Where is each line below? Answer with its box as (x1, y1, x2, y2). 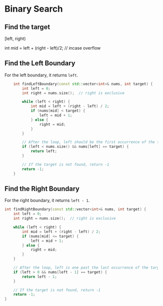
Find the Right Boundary (4, 184, 80, 193)
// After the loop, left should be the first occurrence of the (22, 140, 155, 144)
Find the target (4, 23, 51, 31)
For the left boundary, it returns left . (4, 72, 78, 78)
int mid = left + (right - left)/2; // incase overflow (4, 45, 101, 51)
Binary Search (4, 3, 63, 15)
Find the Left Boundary (4, 59, 76, 68)
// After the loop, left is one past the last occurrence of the (13, 265, 149, 270)
